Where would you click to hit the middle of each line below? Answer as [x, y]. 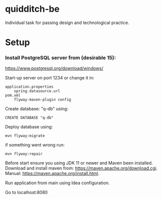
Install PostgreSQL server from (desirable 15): [61, 58]
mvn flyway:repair [24, 154]
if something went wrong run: [35, 145]
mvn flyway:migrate [25, 136]
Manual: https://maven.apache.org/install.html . [52, 174]
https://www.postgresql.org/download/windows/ [54, 68]
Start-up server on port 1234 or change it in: [50, 78]
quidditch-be [32, 9]
